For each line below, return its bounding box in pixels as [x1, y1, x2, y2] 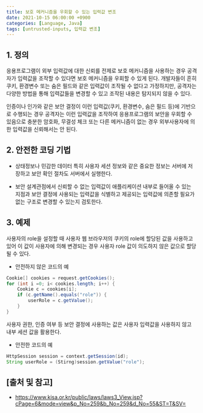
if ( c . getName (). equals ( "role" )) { [17, 292, 107, 298]
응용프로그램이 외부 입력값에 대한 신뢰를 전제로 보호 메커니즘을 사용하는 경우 [6, 67, 186, 75]
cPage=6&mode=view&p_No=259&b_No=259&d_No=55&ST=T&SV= [15, 400, 186, 408]
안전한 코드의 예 [15, 341, 53, 348]
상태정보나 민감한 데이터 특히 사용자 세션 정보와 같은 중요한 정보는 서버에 [15, 162, 187, 169]
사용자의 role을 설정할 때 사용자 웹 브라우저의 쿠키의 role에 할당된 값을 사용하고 [6, 234, 193, 242]
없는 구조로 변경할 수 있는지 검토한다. [15, 198, 103, 205]
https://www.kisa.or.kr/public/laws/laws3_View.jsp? [15, 394, 143, 401]
